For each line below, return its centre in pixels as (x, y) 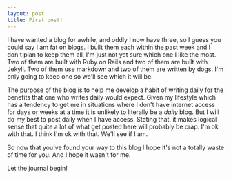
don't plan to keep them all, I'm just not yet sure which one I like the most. (112, 54)
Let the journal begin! (37, 168)
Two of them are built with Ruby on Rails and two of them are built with (108, 62)
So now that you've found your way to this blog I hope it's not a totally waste (116, 147)
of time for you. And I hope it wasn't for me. (69, 154)
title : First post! (35, 20)
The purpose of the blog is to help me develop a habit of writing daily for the (115, 90)
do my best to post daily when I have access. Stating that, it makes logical (112, 119)
